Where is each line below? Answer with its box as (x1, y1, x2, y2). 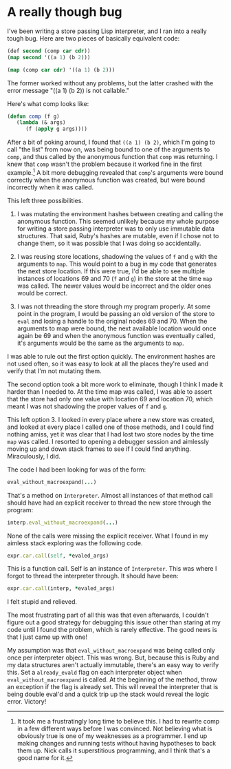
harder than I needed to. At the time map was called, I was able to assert (7, 387, 212, 396)
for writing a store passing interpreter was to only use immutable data (16, 224, 215, 233)
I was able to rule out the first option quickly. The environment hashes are (7, 352, 216, 360)
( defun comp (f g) (7, 113, 60, 120)
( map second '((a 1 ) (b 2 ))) (7, 54, 91, 61)
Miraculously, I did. (7, 452, 60, 460)
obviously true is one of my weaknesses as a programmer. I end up (16, 732, 208, 740)
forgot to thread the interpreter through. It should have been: (7, 572, 179, 580)
